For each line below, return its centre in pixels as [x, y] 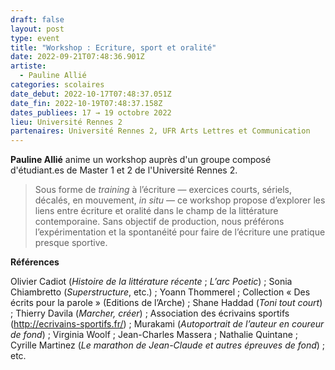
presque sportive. [71, 243]
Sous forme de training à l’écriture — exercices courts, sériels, [163, 190]
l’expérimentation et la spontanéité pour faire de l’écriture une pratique [180, 232]
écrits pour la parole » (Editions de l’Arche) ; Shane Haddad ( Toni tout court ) [166, 303]
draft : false [37, 19]
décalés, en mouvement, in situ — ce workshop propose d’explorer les [180, 200]
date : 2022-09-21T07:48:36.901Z [77, 57]
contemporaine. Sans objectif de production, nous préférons [159, 222]
